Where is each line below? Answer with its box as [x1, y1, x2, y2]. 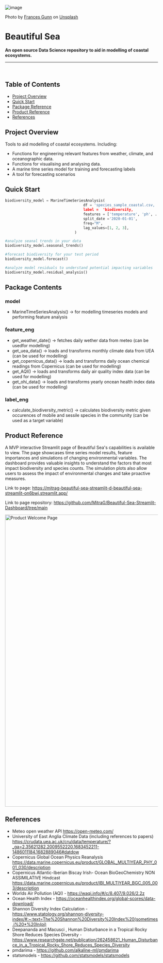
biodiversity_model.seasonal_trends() [5, 243, 83, 248]
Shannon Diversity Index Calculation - [12, 906, 88, 911]
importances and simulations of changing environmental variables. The [5, 455, 147, 461]
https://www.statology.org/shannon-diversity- [12, 911, 104, 917]
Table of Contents [5, 80, 61, 89]
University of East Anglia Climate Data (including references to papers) [12, 833, 154, 839]
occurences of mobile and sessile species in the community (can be [12, 412, 148, 418]
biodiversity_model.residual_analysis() [5, 270, 88, 275]
